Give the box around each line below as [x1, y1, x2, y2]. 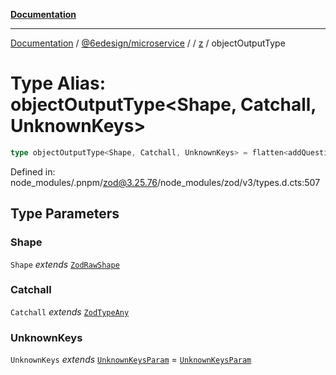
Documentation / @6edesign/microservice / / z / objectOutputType [10, 37, 286, 49]
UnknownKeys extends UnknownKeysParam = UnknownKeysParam [10, 354, 252, 366]
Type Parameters [10, 205, 120, 223]
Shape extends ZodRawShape [10, 258, 120, 270]
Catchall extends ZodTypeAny [10, 305, 130, 318]
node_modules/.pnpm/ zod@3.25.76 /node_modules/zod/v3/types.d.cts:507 [10, 176, 321, 188]
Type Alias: [10, 72, 107, 95]
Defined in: [10, 165, 56, 178]
